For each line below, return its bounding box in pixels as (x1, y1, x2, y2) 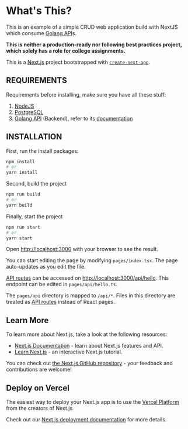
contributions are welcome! (6, 366, 72, 373)
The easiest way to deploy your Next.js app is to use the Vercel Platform (6, 399, 180, 406)
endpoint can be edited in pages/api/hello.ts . (6, 281, 118, 288)
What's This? (6, 4, 72, 18)
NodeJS (14, 102, 34, 109)
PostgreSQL (14, 108, 44, 115)
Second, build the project (6, 180, 67, 187)
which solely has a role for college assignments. (6, 47, 126, 54)
